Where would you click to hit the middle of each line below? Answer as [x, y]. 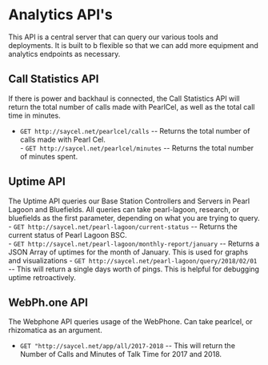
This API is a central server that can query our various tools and [113, 37]
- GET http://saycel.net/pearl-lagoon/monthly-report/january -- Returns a [134, 243]
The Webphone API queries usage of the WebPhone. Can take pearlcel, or [131, 322]
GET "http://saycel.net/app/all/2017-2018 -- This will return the [128, 346]
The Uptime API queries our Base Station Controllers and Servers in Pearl [129, 201]
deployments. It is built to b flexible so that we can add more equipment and [133, 45]
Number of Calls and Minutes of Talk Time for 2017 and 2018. [121, 355]
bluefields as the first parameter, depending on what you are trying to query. [134, 218]
